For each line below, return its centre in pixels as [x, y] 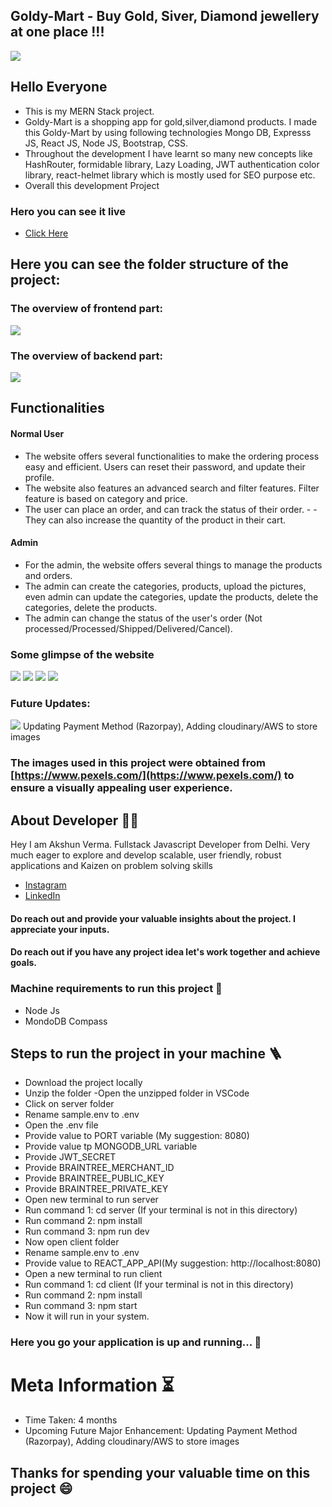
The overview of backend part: [86, 356]
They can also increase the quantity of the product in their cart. [155, 520]
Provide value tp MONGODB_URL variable [111, 1146]
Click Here [46, 233]
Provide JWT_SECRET [70, 1157]
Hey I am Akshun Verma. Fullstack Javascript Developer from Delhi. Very [160, 845]
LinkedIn [42, 896]
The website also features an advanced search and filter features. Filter [172, 488]
